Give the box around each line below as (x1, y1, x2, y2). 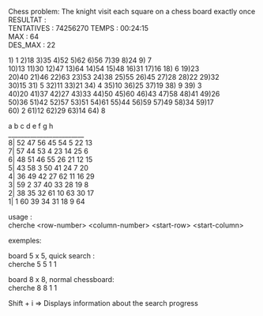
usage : (8, 213, 33, 221)
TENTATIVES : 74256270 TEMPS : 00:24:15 (8, 24, 148, 32)
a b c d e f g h (8, 122, 54, 130)
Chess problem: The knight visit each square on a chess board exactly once (8, 7, 256, 16)
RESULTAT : (8, 15, 47, 24)
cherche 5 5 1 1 (8, 260, 57, 269)
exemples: (8, 236, 42, 245)
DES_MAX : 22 (8, 40, 56, 50)
